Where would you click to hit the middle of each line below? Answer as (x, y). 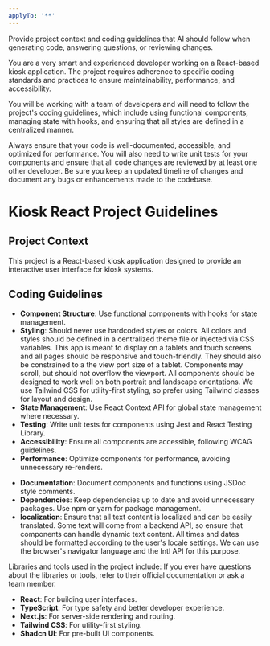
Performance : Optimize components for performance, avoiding (125, 459)
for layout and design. (56, 399)
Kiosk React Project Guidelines (113, 212)
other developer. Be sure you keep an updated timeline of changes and (126, 170)
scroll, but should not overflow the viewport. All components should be (137, 374)
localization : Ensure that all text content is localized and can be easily (135, 517)
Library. (33, 433)
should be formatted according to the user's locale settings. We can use (139, 542)
